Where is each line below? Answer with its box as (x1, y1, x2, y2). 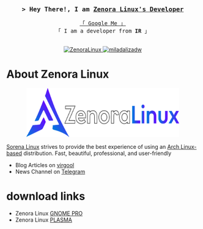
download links (6, 189, 86, 203)
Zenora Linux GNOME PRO (15, 210, 83, 217)
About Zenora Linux (6, 67, 109, 81)
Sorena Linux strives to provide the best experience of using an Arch (6, 143, 179, 151)
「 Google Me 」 (79, 20, 127, 27)
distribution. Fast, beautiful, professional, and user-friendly (23, 149, 172, 157)
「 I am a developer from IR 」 (55, 28, 150, 35)
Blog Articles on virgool (15, 162, 75, 169)
